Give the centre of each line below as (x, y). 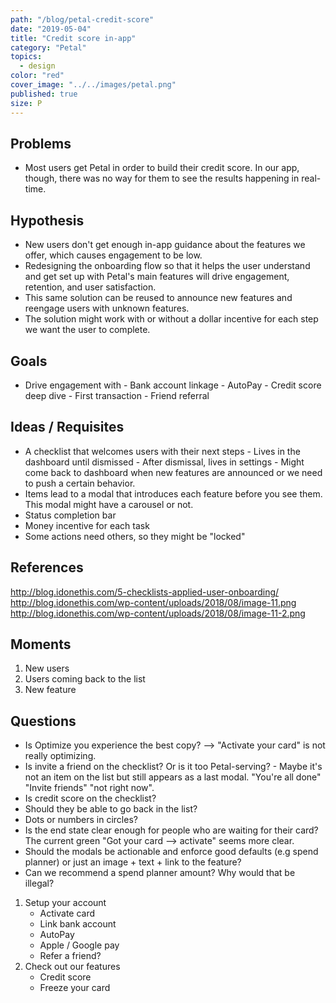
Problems (41, 143)
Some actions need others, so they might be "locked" (135, 536)
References (47, 567)
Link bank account (78, 924)
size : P (26, 103)
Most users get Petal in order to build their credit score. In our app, (162, 168)
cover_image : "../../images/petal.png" (93, 85)
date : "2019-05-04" (51, 29)
